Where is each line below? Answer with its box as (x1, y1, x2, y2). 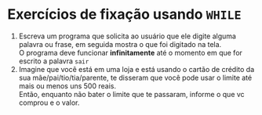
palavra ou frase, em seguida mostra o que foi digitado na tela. (18, 39, 222, 49)
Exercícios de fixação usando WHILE (7, 5, 242, 23)
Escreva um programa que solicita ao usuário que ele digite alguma (18, 31, 237, 41)
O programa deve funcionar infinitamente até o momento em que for (18, 48, 242, 57)
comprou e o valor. (18, 98, 80, 107)
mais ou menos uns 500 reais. (18, 81, 117, 91)
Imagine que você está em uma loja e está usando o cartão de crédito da (18, 64, 255, 74)
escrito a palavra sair (18, 56, 89, 66)
